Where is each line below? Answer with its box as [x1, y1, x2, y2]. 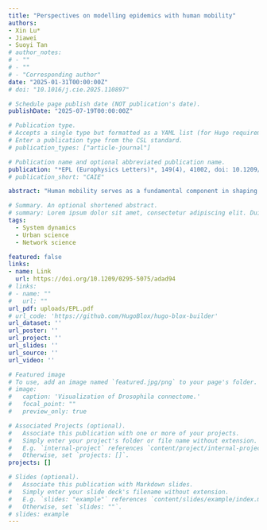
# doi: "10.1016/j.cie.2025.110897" [8, 85, 130, 94]
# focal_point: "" [8, 400, 77, 408]
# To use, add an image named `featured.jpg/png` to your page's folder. [8, 378, 258, 386]
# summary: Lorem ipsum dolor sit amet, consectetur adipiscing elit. [8, 209, 247, 217]
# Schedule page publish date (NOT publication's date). [8, 100, 201, 108]
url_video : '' [8, 356, 56, 364]
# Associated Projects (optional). [8, 422, 126, 430]
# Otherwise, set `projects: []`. [8, 451, 130, 459]
